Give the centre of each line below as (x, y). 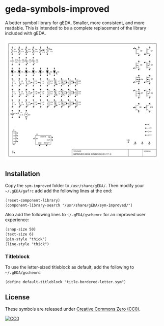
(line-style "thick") (27, 244)
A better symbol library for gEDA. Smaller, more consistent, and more (75, 23)
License (17, 297)
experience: (17, 220)
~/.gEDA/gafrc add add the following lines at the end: (59, 191)
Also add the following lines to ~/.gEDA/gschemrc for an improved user (75, 215)
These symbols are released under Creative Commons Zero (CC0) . (73, 309)
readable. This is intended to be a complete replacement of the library (76, 28)
